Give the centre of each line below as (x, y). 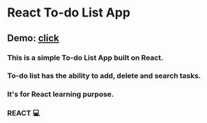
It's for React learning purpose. (61, 94)
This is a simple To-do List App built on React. (85, 58)
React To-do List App (69, 13)
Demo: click (33, 38)
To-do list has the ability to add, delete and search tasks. (104, 76)
